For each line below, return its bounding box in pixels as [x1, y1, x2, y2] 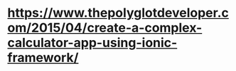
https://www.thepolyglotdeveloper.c [7, 5, 230, 21]
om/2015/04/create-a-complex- [7, 20, 203, 36]
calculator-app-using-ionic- [7, 35, 178, 51]
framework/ [7, 50, 79, 66]
